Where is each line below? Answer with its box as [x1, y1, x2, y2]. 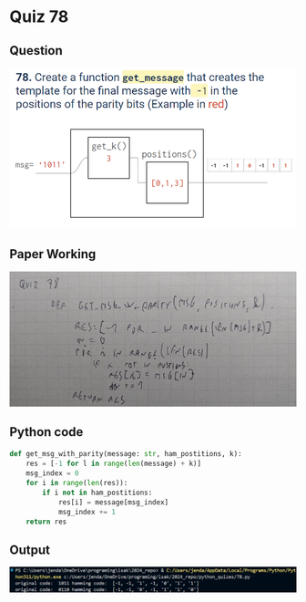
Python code [9, 424, 84, 440]
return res [25, 517, 67, 526]
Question [9, 43, 63, 58]
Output [9, 542, 50, 557]
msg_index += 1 [57, 507, 117, 516]
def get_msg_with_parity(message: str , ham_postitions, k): [9, 450, 243, 459]
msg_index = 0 [25, 469, 79, 478]
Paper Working [9, 246, 97, 262]
